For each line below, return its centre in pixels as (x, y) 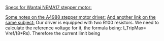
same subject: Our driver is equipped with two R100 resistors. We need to (82, 23)
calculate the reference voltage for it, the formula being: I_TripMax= (76, 28)
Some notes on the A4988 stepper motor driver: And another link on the (80, 17)
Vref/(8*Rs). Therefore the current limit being (53, 33)
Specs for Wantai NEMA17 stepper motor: (49, 7)
